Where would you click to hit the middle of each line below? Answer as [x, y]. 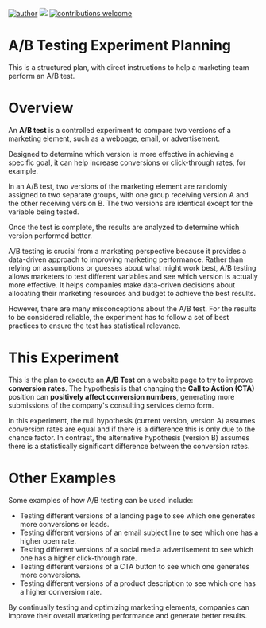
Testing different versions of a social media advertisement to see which [137, 549]
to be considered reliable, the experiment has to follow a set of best [119, 317]
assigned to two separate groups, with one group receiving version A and [128, 194]
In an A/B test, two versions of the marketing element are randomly [118, 186]
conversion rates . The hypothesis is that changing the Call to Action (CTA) [131, 388]
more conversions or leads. [64, 524]
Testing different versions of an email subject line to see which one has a [139, 532]
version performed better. [50, 236]
